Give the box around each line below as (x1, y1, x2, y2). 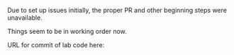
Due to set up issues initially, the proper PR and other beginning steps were (7, 6, 227, 14)
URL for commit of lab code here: (7, 41, 105, 49)
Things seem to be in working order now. (7, 28, 128, 35)
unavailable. (7, 13, 43, 22)
